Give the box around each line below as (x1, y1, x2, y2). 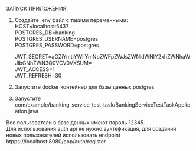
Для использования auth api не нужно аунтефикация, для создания (6, 126, 177, 132)
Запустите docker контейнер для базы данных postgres (14, 83, 155, 91)
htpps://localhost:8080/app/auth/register (6, 138, 106, 144)
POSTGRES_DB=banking (14, 29, 75, 36)
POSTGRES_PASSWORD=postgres (14, 41, 99, 49)
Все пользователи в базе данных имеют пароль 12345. (6, 119, 145, 126)
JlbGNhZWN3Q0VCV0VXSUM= (14, 59, 93, 66)
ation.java (14, 108, 39, 114)
